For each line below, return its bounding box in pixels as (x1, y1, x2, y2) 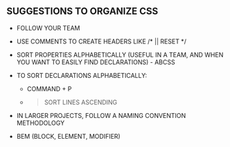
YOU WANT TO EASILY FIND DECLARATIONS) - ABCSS (16, 58, 175, 66)
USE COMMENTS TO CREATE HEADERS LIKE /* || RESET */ (16, 37, 186, 46)
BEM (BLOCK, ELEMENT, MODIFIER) (16, 132, 121, 140)
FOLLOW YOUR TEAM (16, 23, 80, 32)
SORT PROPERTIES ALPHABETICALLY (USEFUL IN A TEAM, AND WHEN (16, 50, 224, 59)
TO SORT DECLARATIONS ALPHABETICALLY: (16, 71, 148, 79)
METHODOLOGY (16, 119, 65, 127)
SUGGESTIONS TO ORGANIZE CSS (6, 6, 159, 17)
